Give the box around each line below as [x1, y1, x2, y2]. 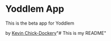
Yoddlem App [5, 3, 64, 15]
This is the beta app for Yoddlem [5, 20, 75, 26]
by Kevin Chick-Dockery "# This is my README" [5, 30, 106, 36]
